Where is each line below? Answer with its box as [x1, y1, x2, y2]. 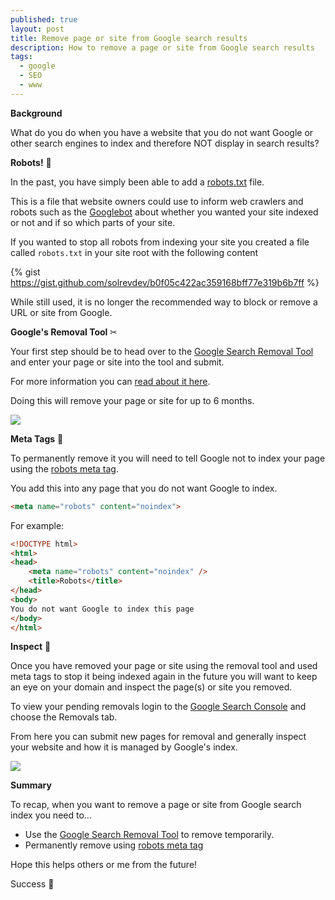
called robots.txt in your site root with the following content [10, 246, 259, 258]
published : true [10, 14, 78, 25]
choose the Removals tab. [10, 711, 118, 723]
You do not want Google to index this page [10, 604, 195, 614]
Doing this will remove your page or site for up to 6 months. [10, 394, 255, 406]
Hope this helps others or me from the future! [10, 859, 198, 871]
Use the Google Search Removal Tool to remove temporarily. [24, 829, 275, 841]
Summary [10, 779, 52, 791]
